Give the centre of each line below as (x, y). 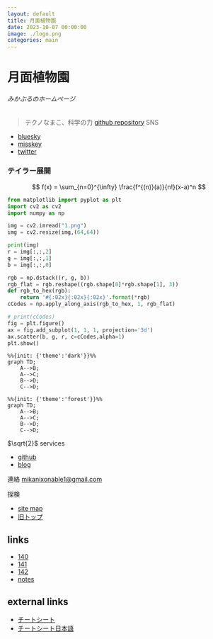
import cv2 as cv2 (34, 206)
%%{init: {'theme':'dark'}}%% (52, 356)
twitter (27, 151)
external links (38, 602)
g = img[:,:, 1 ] (30, 258)
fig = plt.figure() (36, 323)
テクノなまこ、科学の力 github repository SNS (92, 122)
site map (30, 509)
